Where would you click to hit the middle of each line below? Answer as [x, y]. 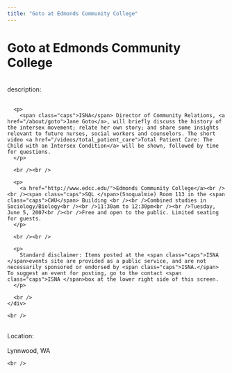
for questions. [29, 152]
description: [24, 89]
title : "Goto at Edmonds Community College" [73, 14]
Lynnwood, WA [29, 350]
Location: [20, 336]
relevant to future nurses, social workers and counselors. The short [111, 133]
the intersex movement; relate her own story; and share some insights [113, 128]
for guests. [24, 218]
